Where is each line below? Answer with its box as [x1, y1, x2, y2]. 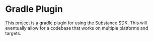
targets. [5, 30, 22, 36]
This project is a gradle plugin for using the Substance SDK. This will [5, 20, 147, 26]
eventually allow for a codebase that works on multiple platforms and [5, 25, 148, 31]
